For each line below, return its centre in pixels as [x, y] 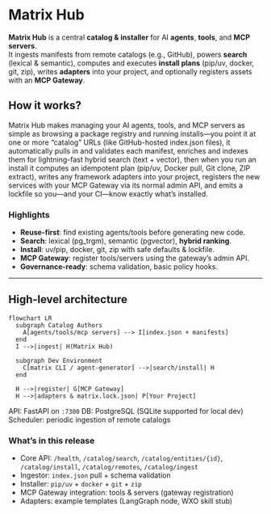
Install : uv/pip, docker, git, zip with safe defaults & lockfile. [117, 250]
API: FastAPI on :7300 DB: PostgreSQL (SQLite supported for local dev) [126, 411]
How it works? [45, 105]
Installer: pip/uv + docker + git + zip [81, 484]
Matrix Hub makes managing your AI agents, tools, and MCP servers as [127, 125]
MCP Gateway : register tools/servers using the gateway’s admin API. [135, 258]
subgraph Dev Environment [59, 360]
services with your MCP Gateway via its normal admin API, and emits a [126, 185]
